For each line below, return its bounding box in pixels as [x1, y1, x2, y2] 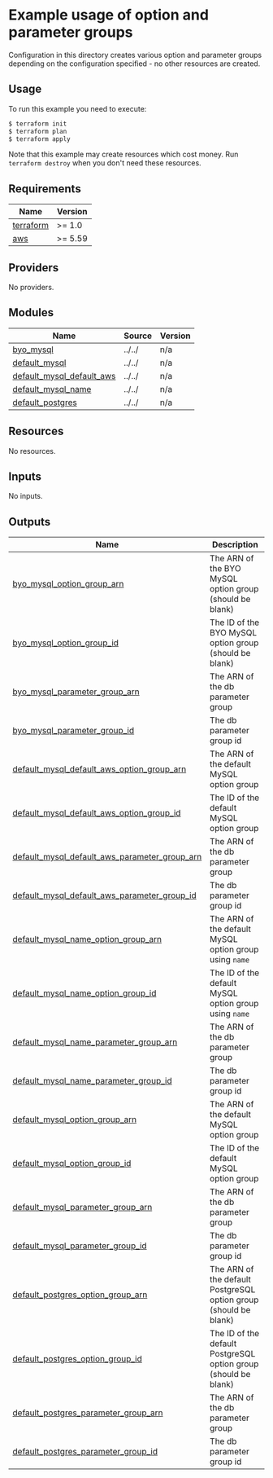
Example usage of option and [8, 6, 210, 24]
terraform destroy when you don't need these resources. [8, 158, 201, 168]
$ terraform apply [8, 134, 71, 143]
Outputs [8, 515, 51, 529]
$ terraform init [8, 120, 67, 128]
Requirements [8, 182, 81, 196]
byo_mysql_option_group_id [12, 637, 119, 649]
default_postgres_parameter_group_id [12, 1446, 158, 1458]
